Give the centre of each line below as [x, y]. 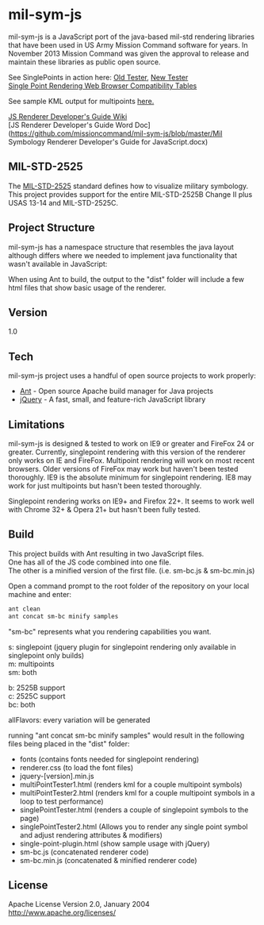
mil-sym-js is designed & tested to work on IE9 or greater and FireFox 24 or [131, 443]
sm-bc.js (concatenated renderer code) [84, 852]
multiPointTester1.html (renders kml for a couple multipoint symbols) [131, 784]
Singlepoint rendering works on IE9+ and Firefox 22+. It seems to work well [132, 501]
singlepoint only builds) [46, 655]
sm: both [23, 672]
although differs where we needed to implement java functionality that [123, 255]
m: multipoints [31, 664]
